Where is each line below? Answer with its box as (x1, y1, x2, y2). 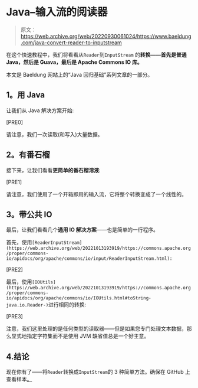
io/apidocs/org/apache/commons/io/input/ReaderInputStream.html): (6, 256, 173, 262)
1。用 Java (6, 90, 45, 100)
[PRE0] (6, 119, 24, 126)
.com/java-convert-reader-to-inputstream (20, 39, 122, 46)
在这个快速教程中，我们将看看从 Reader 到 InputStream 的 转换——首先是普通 (6, 51, 187, 58)
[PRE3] (6, 313, 24, 320)
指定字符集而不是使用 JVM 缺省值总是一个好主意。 (26, 332, 150, 340)
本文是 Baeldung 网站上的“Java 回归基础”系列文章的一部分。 (6, 71, 153, 78)
